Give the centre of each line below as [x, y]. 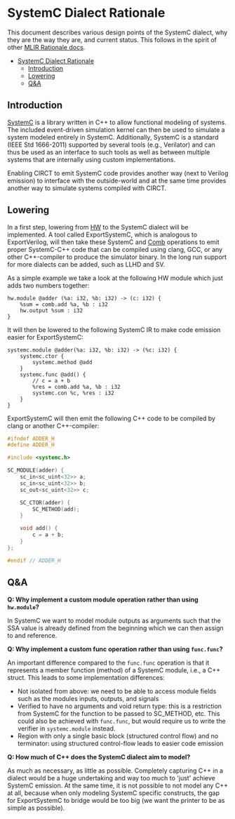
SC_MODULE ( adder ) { [36, 471]
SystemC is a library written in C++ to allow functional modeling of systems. [117, 122]
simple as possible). [36, 808]
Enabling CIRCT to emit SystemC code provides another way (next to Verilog [118, 173]
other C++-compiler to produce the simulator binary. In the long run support [117, 257]
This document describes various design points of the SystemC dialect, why [117, 32]
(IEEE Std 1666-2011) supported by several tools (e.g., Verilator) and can [111, 145]
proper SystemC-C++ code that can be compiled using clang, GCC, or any [115, 249]
